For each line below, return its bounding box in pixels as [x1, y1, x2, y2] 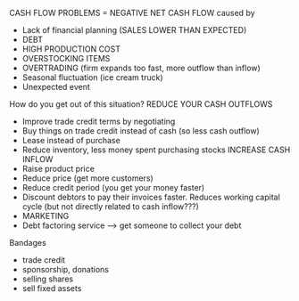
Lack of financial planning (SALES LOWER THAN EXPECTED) [21, 25, 247, 35]
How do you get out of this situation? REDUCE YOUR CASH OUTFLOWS [9, 99, 273, 110]
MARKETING [21, 211, 70, 221]
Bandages [9, 238, 46, 248]
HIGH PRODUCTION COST [21, 44, 121, 54]
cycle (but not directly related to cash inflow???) [21, 201, 199, 212]
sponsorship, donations [21, 264, 110, 274]
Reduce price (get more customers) [21, 173, 154, 183]
